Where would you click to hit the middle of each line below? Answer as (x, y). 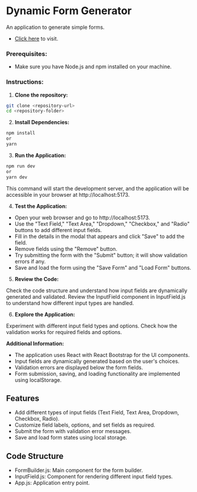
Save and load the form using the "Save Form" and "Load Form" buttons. (103, 268)
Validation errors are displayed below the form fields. (79, 367)
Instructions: (25, 82)
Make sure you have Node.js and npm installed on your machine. (93, 67)
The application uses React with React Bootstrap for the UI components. (102, 355)
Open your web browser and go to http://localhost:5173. (82, 217)
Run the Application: (40, 155)
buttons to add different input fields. (58, 230)
